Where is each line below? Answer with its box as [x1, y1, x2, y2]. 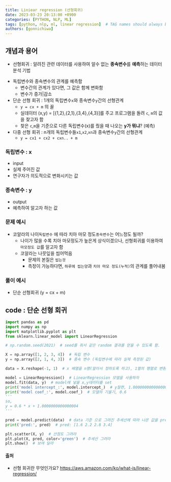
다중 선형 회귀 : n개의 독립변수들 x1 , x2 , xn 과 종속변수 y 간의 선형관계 [12, 129, 143, 135]
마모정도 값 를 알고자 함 [20, 244, 64, 250]
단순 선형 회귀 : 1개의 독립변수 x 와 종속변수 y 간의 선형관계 [12, 97, 124, 103]
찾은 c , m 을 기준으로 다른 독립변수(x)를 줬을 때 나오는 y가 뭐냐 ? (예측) [20, 123, 155, 129]
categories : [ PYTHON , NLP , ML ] [5, 17, 72, 22]
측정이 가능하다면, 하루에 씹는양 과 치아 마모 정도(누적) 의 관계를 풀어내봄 [27, 263, 166, 269]
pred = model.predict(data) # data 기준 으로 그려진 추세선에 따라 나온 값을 [5, 417, 158, 422]
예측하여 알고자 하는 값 [12, 205, 58, 211]
